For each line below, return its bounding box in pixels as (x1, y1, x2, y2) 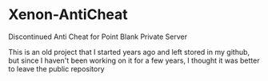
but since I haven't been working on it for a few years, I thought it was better (8, 56, 260, 65)
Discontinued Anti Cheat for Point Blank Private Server (8, 32, 188, 41)
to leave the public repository (8, 64, 106, 73)
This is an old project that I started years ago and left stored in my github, (8, 47, 250, 56)
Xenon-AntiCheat (8, 6, 128, 24)
